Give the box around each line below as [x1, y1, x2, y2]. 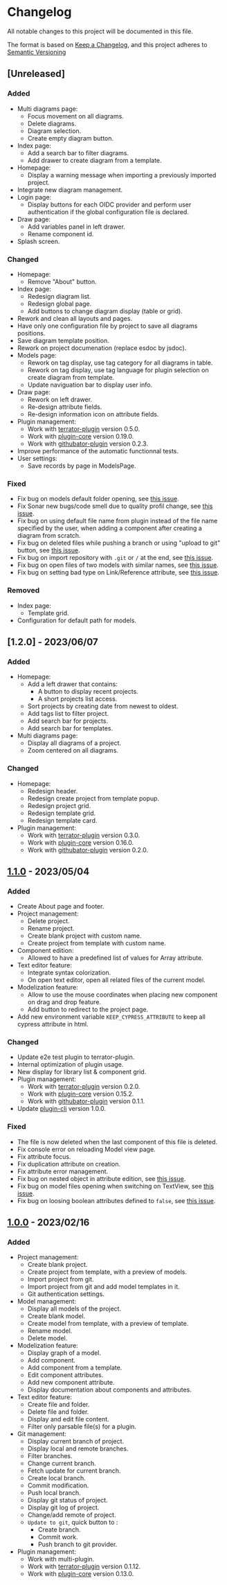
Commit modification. [27, 1481, 89, 1490]
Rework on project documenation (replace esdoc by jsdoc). [17, 344, 187, 352]
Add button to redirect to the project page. [27, 1006, 149, 1014]
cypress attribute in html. [17, 1020, 89, 1028]
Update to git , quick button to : [27, 1518, 118, 1527]
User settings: [17, 454, 57, 462]
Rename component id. [27, 229, 94, 238]
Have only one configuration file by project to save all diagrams [17, 322, 198, 330]
